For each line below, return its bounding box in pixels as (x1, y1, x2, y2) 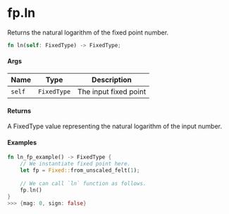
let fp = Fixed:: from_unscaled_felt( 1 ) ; (20, 167, 140, 174)
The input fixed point (77, 87, 147, 96)
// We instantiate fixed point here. (20, 160, 131, 168)
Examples (7, 138, 37, 146)
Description (91, 75, 132, 85)
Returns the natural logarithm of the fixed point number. (7, 28, 169, 37)
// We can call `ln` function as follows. (20, 180, 147, 187)
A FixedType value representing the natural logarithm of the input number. (7, 122, 222, 131)
